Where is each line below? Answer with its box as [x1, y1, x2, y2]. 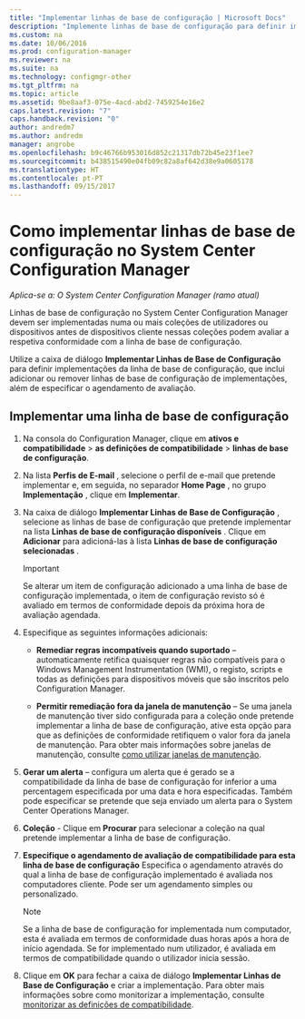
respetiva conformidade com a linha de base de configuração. [9, 337, 242, 348]
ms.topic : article [9, 89, 79, 98]
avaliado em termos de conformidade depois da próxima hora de [22, 600, 265, 611]
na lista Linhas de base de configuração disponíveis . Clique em [22, 525, 266, 536]
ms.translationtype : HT [9, 165, 100, 174]
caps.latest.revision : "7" [9, 106, 112, 115]
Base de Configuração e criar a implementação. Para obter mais [22, 979, 265, 990]
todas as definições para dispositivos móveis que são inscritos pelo [35, 673, 290, 684]
